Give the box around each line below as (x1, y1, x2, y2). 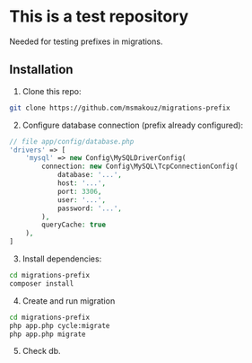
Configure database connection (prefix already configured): (22, 120, 244, 130)
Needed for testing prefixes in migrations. (9, 36, 163, 47)
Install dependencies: (22, 253, 102, 264)
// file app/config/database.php (9, 137, 135, 146)
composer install (9, 279, 74, 288)
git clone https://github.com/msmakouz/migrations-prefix (9, 103, 230, 112)
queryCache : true (41, 220, 106, 230)
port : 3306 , (56, 187, 102, 196)
